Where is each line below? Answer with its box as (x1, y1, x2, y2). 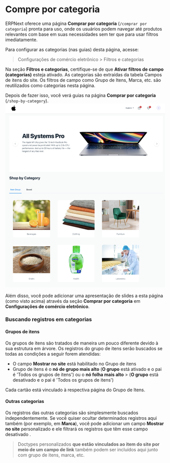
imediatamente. (5, 37, 38, 43)
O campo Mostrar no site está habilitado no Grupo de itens (12, 360, 137, 367)
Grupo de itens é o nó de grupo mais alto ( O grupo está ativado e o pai (12, 366, 162, 372)
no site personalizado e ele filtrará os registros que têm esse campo (5, 426, 148, 432)
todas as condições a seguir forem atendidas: (5, 351, 101, 357)
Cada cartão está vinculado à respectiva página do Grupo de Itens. (5, 387, 146, 393)
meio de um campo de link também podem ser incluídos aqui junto (17, 446, 158, 452)
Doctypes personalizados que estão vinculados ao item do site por (17, 441, 160, 447)
